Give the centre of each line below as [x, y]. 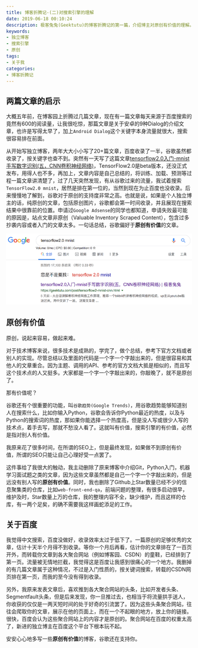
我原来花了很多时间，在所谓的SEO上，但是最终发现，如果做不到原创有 [91, 447]
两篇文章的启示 [33, 101]
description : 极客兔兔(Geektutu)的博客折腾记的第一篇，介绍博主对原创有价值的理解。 [100, 25]
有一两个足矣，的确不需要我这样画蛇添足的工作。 [76, 504]
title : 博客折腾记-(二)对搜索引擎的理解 [50, 12]
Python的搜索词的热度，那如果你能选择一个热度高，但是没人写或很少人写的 [97, 420]
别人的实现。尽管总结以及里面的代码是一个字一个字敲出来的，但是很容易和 [96, 358]
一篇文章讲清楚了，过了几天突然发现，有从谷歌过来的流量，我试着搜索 [96, 181]
